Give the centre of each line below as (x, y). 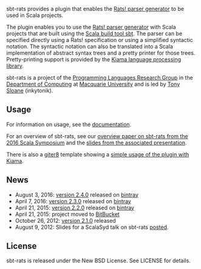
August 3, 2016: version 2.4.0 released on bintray (77, 195)
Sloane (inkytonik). (30, 90)
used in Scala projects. (35, 15)
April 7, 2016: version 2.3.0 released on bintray (73, 201)
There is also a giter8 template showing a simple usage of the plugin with (98, 154)
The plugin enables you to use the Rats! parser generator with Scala (91, 27)
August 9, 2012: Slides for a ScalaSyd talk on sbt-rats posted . (92, 227)
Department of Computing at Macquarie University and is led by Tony (93, 84)
